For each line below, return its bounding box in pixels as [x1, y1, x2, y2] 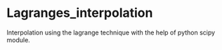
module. [6, 35, 31, 44]
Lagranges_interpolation [6, 5, 153, 21]
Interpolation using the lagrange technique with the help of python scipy [6, 28, 216, 37]
